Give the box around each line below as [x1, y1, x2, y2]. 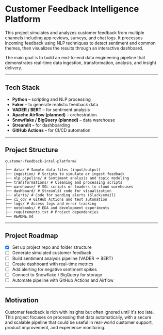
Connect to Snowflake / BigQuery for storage [12, 271, 103, 277]
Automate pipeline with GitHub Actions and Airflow [12, 277, 114, 283]
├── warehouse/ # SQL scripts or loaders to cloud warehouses [5, 184, 133, 189]
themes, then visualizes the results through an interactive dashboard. [5, 45, 144, 51]
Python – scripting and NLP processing [12, 96, 91, 102]
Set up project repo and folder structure [12, 244, 92, 250]
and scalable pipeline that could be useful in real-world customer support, [5, 319, 153, 325]
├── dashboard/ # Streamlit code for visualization [5, 188, 112, 193]
